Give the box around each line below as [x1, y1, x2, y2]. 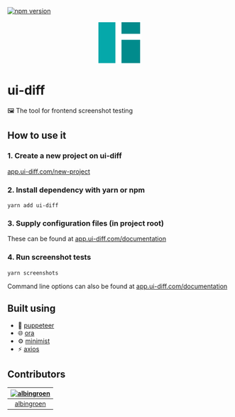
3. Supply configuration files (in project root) [7, 218, 165, 228]
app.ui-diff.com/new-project [7, 167, 91, 176]
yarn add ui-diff [7, 202, 59, 209]
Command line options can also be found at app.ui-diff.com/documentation [7, 282, 228, 290]
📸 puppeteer [17, 321, 55, 330]
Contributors [7, 368, 66, 380]
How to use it [7, 130, 67, 142]
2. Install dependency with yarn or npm [7, 185, 146, 195]
